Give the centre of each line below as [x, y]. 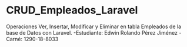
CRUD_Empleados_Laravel [72, 10]
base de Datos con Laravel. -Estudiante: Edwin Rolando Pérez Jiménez [92, 32]
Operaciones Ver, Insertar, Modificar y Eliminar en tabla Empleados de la [93, 26]
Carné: [14, 39]
